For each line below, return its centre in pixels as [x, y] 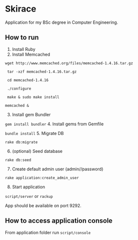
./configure [19, 89]
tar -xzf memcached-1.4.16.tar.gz [42, 72]
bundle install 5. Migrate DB [34, 133]
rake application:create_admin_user [42, 178]
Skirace [21, 9]
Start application [28, 187]
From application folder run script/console [48, 232]
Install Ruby [23, 49]
